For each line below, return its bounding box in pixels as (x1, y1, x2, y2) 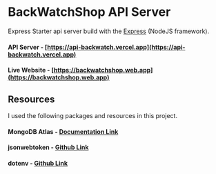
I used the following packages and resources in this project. (8, 111, 178, 119)
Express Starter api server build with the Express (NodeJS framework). (8, 27, 210, 35)
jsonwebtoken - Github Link (8, 143, 89, 152)
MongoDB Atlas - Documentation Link (8, 127, 119, 135)
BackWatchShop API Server (8, 4, 171, 20)
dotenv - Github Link (8, 159, 68, 167)
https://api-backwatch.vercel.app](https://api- (47, 43, 186, 51)
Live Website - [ (8, 66, 55, 75)
